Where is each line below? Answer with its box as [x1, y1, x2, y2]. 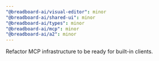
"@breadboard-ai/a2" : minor [5, 31, 77, 37]
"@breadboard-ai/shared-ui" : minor [5, 14, 96, 21]
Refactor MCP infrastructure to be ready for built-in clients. [5, 48, 153, 55]
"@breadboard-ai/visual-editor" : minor [5, 8, 107, 15]
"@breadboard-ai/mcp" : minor [5, 25, 79, 32]
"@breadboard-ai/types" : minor [5, 20, 85, 26]
